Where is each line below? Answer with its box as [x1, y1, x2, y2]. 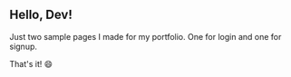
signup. [9, 41, 38, 52]
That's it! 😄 [9, 58, 53, 69]
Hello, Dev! [9, 7, 73, 23]
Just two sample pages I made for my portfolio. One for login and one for [9, 31, 282, 42]
